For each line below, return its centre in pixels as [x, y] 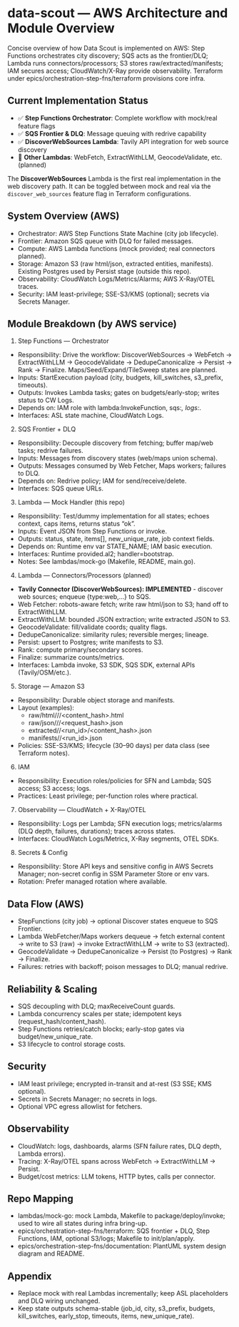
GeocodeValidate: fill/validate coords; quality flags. [92, 627]
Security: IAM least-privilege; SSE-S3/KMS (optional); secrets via [113, 294]
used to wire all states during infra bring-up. [82, 1224]
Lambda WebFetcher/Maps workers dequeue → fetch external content [121, 936]
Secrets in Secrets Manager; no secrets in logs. [87, 1099]
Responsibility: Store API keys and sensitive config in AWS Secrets [116, 866]
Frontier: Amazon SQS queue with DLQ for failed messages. [106, 241]
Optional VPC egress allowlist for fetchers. [80, 1106]
